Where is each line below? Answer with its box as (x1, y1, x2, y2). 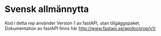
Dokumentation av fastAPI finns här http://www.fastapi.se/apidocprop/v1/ (4, 25, 156, 31)
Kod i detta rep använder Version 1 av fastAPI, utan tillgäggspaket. (4, 20, 140, 26)
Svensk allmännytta (4, 3, 89, 15)
